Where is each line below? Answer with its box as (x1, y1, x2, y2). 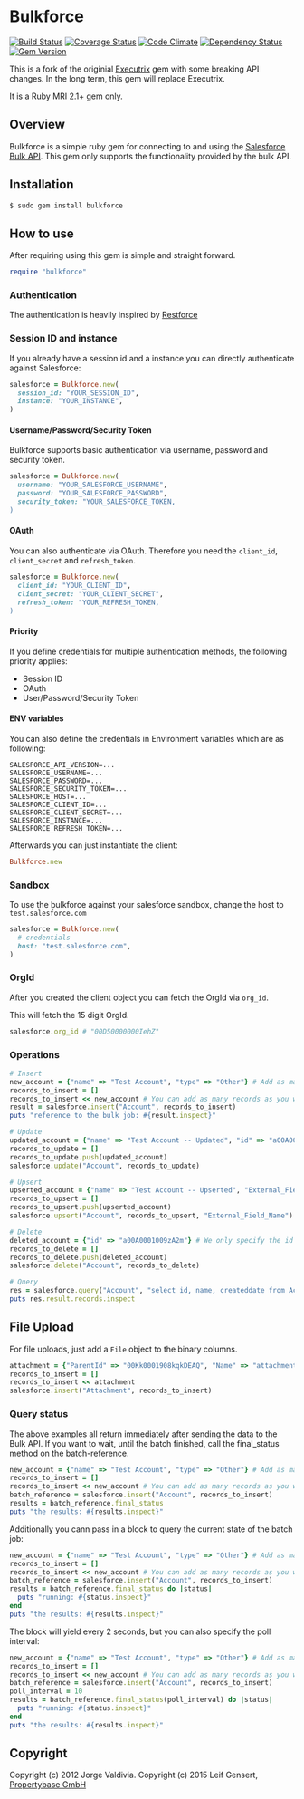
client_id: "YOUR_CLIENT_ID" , (17, 581, 131, 590)
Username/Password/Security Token (9, 424, 152, 436)
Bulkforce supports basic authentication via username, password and (9, 445, 269, 456)
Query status (9, 1408, 69, 1420)
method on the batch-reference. (9, 1448, 129, 1458)
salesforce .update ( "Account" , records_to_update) (9, 1161, 201, 1170)
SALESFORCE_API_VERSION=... (9, 760, 116, 769)
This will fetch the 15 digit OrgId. (9, 1009, 129, 1020)
